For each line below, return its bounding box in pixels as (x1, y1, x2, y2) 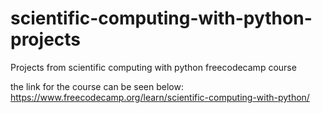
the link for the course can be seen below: (10, 80, 184, 92)
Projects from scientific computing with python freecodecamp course (10, 61, 297, 73)
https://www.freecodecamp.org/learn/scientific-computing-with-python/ (10, 91, 310, 103)
